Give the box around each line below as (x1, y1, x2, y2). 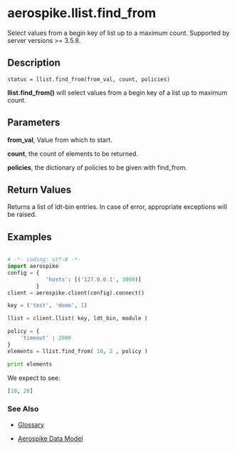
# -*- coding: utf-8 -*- (7, 256, 81, 263)
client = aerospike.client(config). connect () (7, 289, 144, 297)
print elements (7, 360, 53, 368)
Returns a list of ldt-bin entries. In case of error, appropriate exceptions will (7, 203, 228, 211)
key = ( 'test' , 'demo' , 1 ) (7, 302, 88, 310)
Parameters (7, 116, 60, 129)
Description (7, 57, 60, 69)
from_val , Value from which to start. (7, 135, 112, 144)
